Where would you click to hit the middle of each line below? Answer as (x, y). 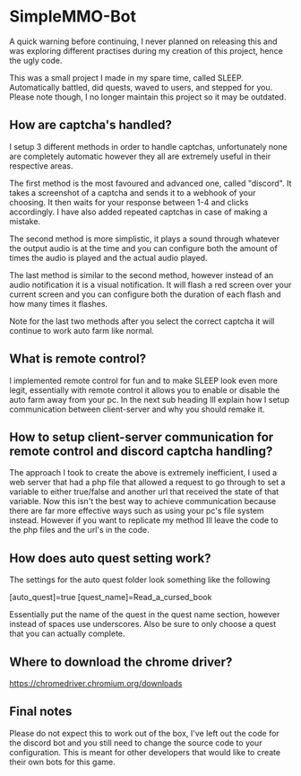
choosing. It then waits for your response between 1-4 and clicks (129, 202)
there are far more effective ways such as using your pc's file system (137, 511)
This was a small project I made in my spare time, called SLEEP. (126, 77)
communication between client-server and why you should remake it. (137, 409)
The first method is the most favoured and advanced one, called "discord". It (150, 183)
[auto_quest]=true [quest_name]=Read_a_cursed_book (111, 597)
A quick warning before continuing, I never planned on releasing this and (143, 41)
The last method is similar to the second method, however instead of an (142, 275)
